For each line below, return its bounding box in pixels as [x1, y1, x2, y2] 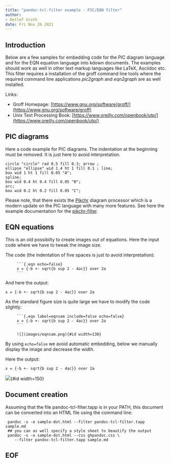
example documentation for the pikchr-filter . [5, 208, 99, 214]
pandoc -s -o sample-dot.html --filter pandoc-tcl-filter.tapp [7, 419, 145, 425]
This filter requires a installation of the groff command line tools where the [5, 71, 161, 77]
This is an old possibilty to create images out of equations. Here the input [5, 236, 159, 242]
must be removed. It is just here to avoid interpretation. [5, 151, 121, 158]
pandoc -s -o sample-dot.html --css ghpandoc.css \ [7, 433, 120, 438]
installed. [5, 81, 25, 87]
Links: [5, 92, 18, 98]
